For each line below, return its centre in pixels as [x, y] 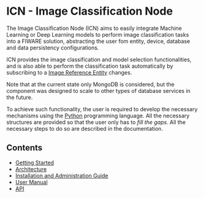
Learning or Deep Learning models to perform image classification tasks [98, 34]
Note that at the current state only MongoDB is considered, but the [90, 84]
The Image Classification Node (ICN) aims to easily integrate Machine [94, 28]
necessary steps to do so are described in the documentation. [85, 128]
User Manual [31, 182]
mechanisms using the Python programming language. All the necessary [98, 116]
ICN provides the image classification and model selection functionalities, [99, 59]
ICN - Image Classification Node [90, 11]
